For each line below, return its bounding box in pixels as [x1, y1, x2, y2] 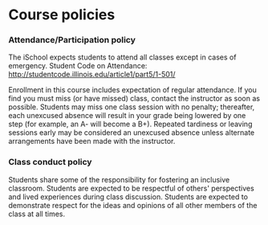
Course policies [8, 6, 116, 24]
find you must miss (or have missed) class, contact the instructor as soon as [8, 94, 261, 104]
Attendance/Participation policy [8, 35, 136, 46]
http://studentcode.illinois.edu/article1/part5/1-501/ [8, 70, 176, 80]
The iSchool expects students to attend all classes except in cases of [8, 52, 237, 62]
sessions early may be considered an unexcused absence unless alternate [8, 128, 255, 137]
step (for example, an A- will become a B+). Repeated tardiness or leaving [8, 119, 253, 129]
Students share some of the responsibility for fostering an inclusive [8, 174, 230, 184]
